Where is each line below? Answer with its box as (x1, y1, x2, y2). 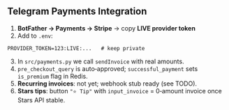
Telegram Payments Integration (7, 6, 147, 17)
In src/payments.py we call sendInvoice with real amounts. (17, 57, 184, 65)
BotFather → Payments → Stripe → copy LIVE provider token (17, 24, 195, 32)
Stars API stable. (17, 95, 66, 104)
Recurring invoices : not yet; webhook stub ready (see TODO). (17, 79, 198, 88)
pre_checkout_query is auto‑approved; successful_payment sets (17, 64, 198, 72)
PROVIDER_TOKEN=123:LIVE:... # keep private (7, 45, 145, 52)
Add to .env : (17, 31, 54, 40)
